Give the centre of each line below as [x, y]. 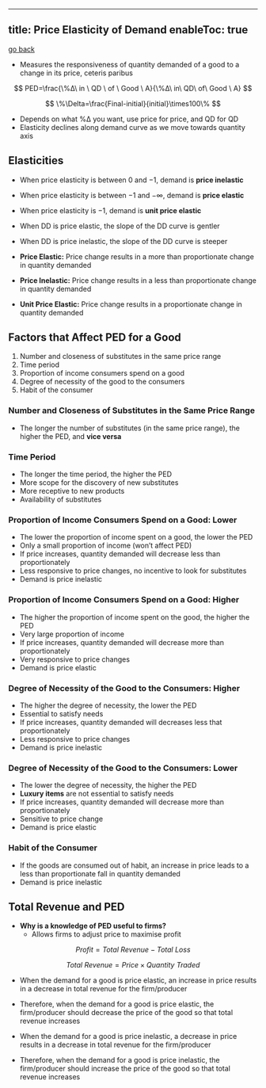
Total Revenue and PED [66, 907]
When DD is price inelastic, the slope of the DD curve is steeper [123, 241]
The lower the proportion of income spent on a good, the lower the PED [136, 537]
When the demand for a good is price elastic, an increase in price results [138, 980]
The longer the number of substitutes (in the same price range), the [129, 428]
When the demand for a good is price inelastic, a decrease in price [128, 1036]
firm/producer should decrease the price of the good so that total [126, 1013]
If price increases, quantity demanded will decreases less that [121, 722]
